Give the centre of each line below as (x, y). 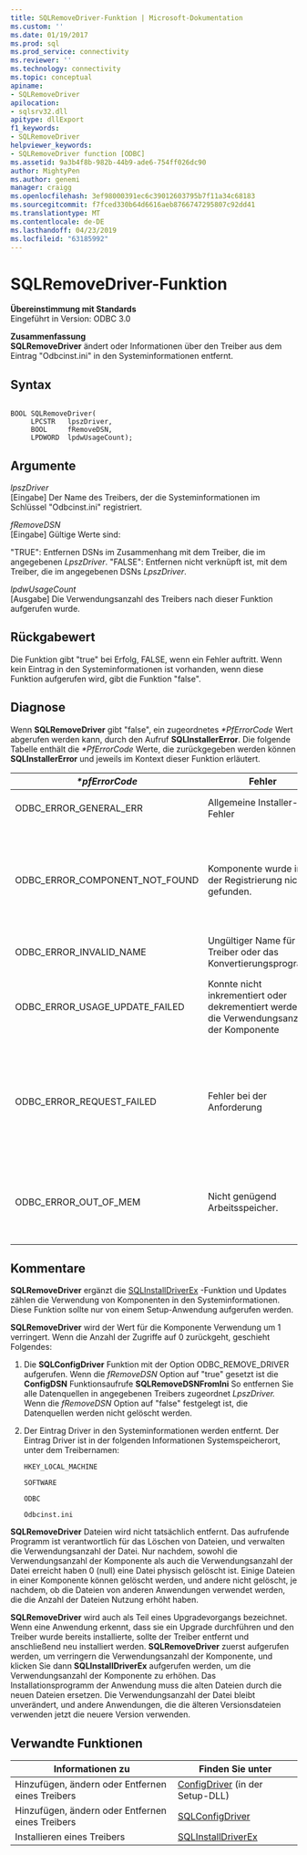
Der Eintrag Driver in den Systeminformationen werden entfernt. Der (151, 1431)
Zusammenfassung (48, 337)
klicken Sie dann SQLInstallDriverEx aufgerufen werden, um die (131, 1666)
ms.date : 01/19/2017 (50, 35)
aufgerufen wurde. (45, 608)
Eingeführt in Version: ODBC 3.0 (71, 319)
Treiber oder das (243, 952)
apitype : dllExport (47, 120)
